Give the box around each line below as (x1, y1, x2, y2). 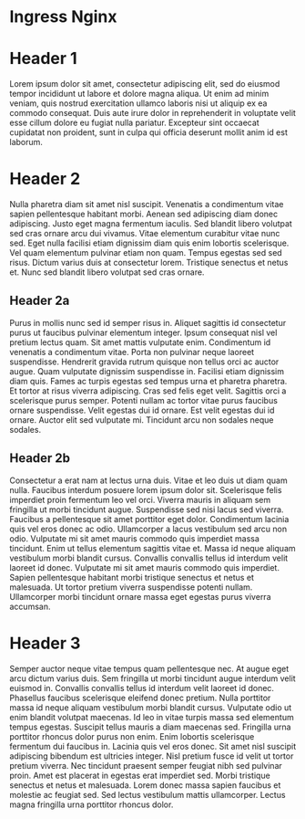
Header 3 (9, 633, 81, 654)
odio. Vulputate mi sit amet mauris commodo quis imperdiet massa (9, 532, 259, 544)
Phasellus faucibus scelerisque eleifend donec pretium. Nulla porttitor (9, 692, 271, 703)
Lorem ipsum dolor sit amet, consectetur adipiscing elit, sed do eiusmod (9, 79, 280, 89)
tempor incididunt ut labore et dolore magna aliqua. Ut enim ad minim (9, 89, 269, 100)
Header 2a (9, 293, 70, 309)
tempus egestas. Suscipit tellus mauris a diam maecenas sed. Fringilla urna (9, 721, 291, 732)
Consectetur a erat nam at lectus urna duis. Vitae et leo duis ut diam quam (9, 475, 289, 486)
